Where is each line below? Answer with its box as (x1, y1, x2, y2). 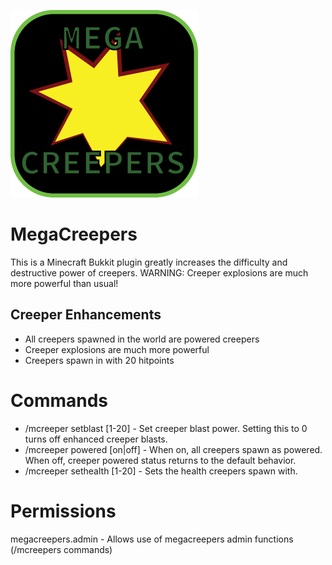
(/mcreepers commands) (10, 543, 113, 555)
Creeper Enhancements (10, 306, 162, 324)
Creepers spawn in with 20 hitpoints (24, 354, 175, 366)
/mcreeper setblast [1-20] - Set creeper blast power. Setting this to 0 (24, 422, 308, 434)
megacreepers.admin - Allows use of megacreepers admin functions (10, 533, 294, 545)
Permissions (10, 500, 117, 522)
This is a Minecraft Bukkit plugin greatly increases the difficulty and (10, 256, 288, 268)
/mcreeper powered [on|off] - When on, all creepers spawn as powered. (24, 443, 323, 455)
